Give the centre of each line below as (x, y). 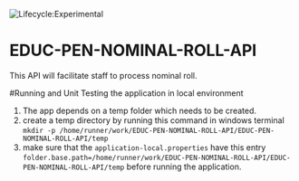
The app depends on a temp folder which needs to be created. (139, 110)
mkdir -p (39, 130)
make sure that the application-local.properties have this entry (144, 147)
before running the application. (184, 167)
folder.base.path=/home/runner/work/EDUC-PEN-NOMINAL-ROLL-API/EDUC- (157, 157)
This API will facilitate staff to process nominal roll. (103, 75)
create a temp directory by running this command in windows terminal (154, 120)
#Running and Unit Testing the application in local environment (126, 93)
